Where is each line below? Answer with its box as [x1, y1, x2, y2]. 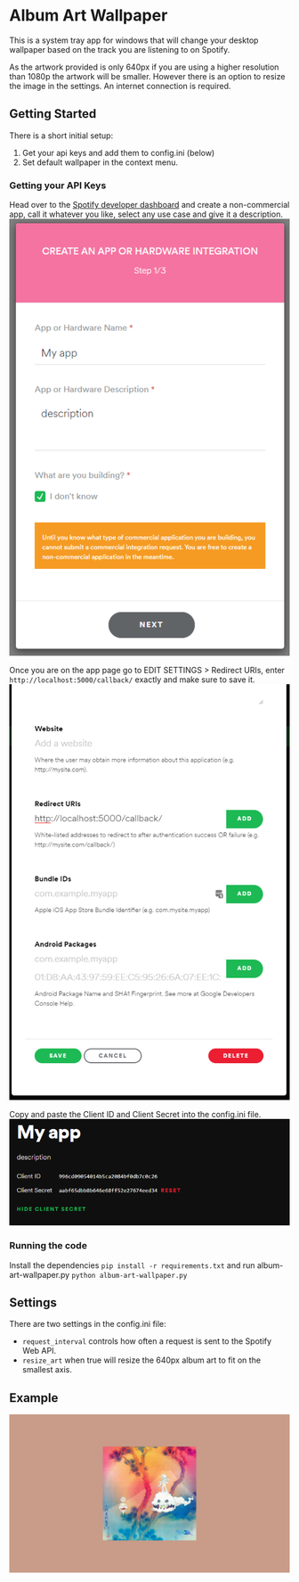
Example [9, 1390, 59, 1405]
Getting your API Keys [9, 179, 107, 192]
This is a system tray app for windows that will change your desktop [9, 35, 259, 45]
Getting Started [9, 106, 97, 121]
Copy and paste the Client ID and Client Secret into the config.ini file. [9, 1109, 262, 1120]
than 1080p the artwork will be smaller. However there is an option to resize [9, 70, 286, 81]
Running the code [9, 1240, 87, 1252]
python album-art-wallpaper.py [71, 1271, 188, 1280]
